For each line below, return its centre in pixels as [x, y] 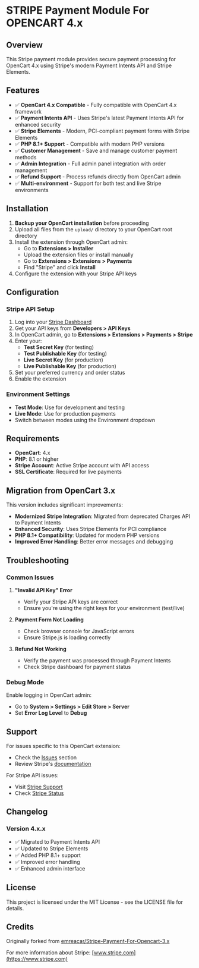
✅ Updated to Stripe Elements [51, 848]
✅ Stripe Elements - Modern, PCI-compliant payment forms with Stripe [102, 131]
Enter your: [28, 341]
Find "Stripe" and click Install [60, 267]
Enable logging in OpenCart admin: [49, 695]
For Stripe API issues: [32, 775]
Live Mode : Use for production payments [65, 413]
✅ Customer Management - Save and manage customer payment [96, 150]
